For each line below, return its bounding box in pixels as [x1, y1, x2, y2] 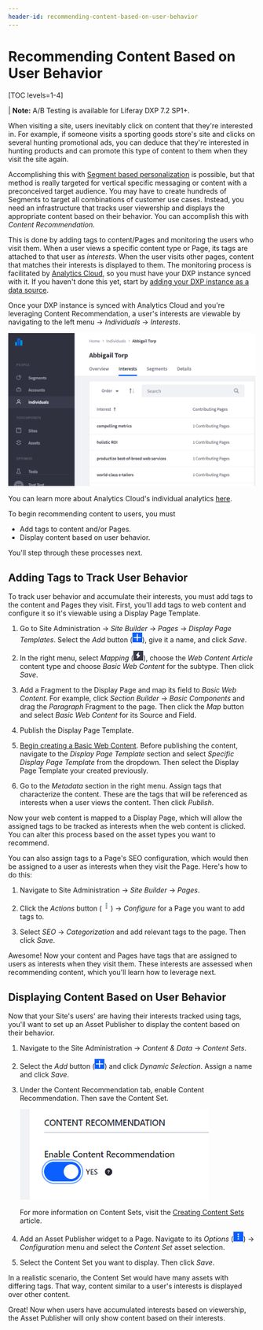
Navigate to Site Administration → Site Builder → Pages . [19, 885, 200, 895]
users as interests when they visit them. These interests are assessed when [8, 959, 253, 969]
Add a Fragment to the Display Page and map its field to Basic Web [19, 685, 237, 695]
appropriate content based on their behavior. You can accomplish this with [8, 211, 249, 220]
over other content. [8, 1290, 71, 1299]
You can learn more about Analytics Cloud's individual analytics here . [8, 494, 233, 504]
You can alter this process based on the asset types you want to [8, 830, 216, 840]
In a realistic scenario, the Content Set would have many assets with [8, 1273, 229, 1283]
